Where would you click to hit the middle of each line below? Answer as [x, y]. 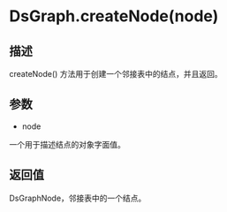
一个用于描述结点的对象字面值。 [67, 144]
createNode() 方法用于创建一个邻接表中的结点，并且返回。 [116, 74]
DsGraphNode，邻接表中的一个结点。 [78, 198]
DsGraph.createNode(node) [114, 16]
